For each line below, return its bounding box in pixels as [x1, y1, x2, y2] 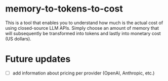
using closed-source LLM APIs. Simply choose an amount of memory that [5, 25, 159, 31]
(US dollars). [5, 36, 31, 42]
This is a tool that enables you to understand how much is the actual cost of [5, 20, 163, 26]
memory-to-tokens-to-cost [5, 3, 123, 15]
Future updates [5, 53, 71, 65]
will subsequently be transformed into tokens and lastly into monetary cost [5, 30, 161, 36]
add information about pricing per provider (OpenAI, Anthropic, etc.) [12, 70, 155, 76]
